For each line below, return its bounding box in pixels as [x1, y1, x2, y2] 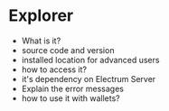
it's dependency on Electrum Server [21, 73, 156, 84]
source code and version [21, 44, 115, 55]
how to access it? [21, 64, 88, 75]
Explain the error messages [21, 83, 124, 94]
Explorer [8, 5, 74, 26]
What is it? [21, 35, 61, 46]
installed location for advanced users [21, 54, 160, 65]
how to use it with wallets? [21, 92, 120, 104]
